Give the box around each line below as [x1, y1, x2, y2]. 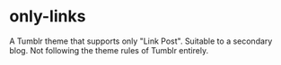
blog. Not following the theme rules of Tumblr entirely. [9, 45, 209, 55]
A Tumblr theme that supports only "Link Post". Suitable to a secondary [9, 36, 273, 46]
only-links [9, 6, 86, 27]
